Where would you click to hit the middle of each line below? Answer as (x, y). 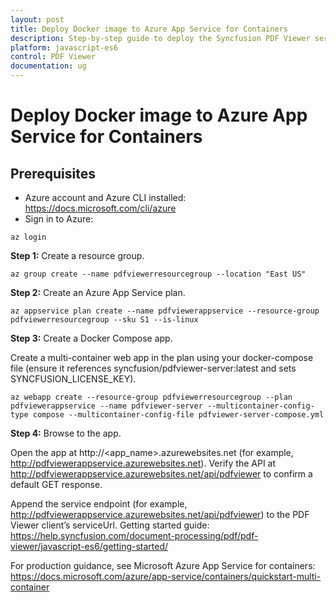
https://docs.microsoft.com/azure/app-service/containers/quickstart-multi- (166, 576)
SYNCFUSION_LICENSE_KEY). (73, 379)
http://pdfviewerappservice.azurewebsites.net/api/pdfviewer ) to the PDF (160, 514)
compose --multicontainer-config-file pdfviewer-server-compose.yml (178, 415)
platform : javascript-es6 (64, 47)
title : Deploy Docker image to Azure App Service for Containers (149, 29)
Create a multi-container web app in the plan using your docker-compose (162, 357)
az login (28, 237)
